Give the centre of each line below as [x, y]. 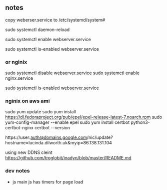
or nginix [16, 62]
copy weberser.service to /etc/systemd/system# [55, 20]
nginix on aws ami [27, 101]
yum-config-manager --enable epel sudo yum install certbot [67, 122]
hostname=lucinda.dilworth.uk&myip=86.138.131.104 [59, 143]
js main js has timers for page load [48, 181]
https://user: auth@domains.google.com [46, 137]
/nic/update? [100, 137]
